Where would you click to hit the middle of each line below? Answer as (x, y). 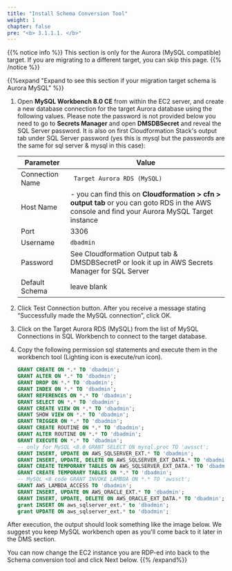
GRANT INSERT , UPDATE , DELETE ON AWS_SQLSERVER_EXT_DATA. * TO (108, 460)
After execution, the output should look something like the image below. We (115, 525)
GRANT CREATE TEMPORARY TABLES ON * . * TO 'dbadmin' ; (95, 473)
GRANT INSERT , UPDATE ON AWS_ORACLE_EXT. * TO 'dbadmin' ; (101, 492)
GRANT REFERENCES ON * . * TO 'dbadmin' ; (75, 395)
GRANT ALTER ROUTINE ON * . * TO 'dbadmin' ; (79, 434)
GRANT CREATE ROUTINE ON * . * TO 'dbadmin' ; (81, 428)
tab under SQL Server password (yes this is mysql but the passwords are (121, 138)
